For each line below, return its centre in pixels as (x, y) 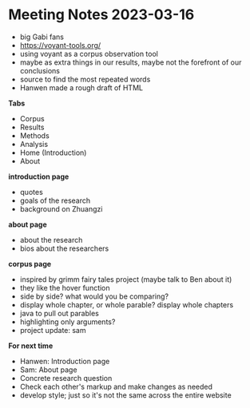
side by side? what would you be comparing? (94, 296)
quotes (32, 192)
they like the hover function (65, 287)
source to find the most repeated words (85, 79)
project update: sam (53, 330)
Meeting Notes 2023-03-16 (101, 15)
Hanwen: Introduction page (65, 361)
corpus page (30, 263)
